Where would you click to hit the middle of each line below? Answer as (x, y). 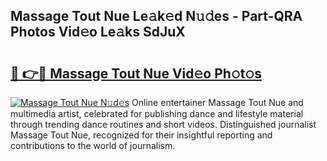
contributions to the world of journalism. (93, 145)
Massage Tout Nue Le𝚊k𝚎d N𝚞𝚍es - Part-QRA (156, 16)
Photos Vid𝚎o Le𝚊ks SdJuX (98, 32)
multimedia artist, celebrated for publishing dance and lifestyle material (157, 113)
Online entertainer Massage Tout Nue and (217, 102)
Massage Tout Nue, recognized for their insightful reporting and (141, 135)
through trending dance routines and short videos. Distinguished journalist (163, 124)
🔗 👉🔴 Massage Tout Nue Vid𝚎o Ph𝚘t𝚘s (136, 73)
